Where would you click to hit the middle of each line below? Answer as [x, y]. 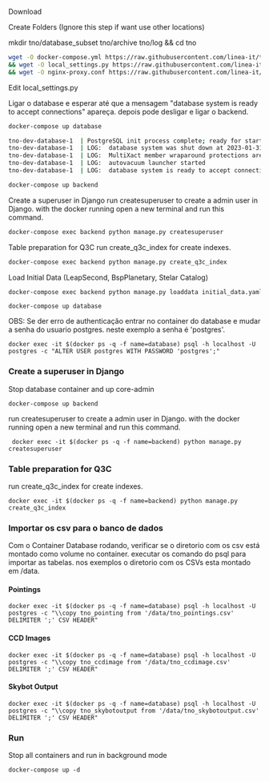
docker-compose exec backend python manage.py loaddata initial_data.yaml [136, 292]
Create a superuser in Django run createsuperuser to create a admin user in [133, 200]
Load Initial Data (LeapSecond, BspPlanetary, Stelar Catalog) [108, 277]
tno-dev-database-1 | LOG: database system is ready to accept [119, 171]
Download [25, 12]
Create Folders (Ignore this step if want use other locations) [107, 27]
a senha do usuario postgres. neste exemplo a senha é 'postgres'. [117, 330]
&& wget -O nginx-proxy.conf [57, 72]
